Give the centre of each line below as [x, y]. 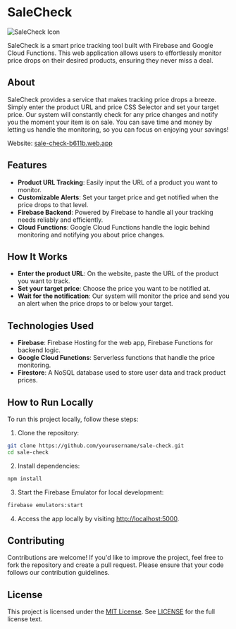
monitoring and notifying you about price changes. [91, 235]
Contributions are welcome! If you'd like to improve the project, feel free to [116, 558]
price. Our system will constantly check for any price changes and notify [113, 114]
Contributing [36, 541]
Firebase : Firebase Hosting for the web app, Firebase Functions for [115, 343]
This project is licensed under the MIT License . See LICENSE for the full [111, 612]
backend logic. [39, 350]
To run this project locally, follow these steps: [73, 419]
